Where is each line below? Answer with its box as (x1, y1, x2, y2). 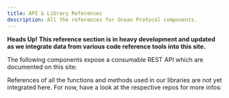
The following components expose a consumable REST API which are (7, 55, 204, 63)
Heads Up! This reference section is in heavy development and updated (7, 35, 216, 43)
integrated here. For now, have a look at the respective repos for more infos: (7, 83, 222, 91)
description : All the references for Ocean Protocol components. (7, 16, 197, 23)
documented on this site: (7, 63, 77, 71)
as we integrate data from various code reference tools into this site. (7, 42, 206, 50)
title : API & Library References (7, 10, 103, 17)
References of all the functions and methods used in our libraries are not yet (7, 76, 222, 84)
